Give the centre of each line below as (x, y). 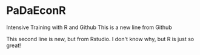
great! (14, 45)
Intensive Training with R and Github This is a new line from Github (89, 27)
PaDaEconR (36, 11)
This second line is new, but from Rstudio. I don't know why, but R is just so (100, 39)
